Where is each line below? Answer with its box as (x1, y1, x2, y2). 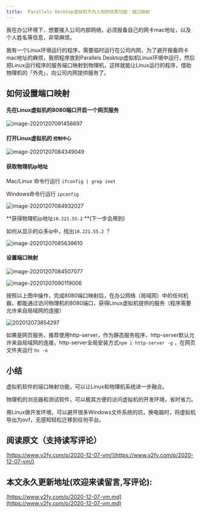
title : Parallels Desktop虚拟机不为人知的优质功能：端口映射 (6, 8, 151, 15)
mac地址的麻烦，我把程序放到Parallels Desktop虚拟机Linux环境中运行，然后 (6, 54, 195, 61)
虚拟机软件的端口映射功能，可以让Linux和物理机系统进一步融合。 (6, 383, 168, 390)
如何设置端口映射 (6, 89, 70, 99)
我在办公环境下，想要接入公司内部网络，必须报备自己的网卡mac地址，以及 (6, 26, 192, 33)
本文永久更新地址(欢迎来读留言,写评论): (6, 477, 153, 487)
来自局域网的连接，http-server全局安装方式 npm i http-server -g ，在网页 (11, 338, 196, 346)
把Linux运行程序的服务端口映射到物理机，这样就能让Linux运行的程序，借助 (6, 61, 192, 69)
